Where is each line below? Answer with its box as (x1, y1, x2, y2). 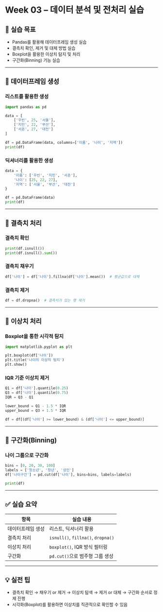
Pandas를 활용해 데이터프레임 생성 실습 (12, 39, 87, 45)
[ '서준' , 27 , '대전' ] (14, 127, 53, 132)
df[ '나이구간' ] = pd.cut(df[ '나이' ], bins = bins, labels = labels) (5, 472, 132, 477)
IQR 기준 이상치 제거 (5, 374, 49, 381)
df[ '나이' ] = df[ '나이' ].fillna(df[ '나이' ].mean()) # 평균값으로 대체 (5, 274, 140, 279)
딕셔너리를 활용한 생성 (5, 157, 53, 164)
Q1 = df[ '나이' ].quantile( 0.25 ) (5, 386, 69, 391)
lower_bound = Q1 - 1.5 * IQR (5, 404, 66, 408)
